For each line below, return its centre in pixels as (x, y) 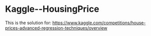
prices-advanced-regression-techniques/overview (56, 28)
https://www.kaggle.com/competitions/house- (99, 23)
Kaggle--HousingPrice (52, 9)
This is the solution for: (28, 23)
